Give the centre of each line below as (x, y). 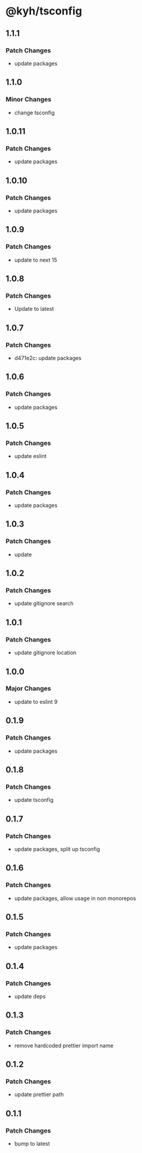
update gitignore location (45, 653)
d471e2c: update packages (48, 358)
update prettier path (39, 1095)
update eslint (30, 456)
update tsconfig (34, 800)
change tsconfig (34, 112)
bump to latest (32, 1144)
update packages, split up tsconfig (57, 849)
